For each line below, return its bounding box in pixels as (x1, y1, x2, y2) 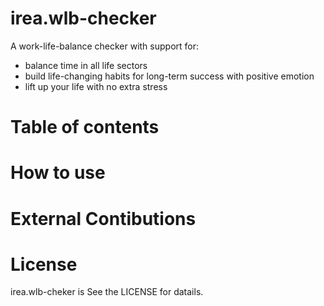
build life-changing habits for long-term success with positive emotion (24, 70, 315, 82)
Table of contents (10, 116, 160, 139)
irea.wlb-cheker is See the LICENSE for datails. (10, 286, 204, 298)
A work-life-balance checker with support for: (10, 40, 200, 52)
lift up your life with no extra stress (24, 80, 168, 92)
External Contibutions (10, 207, 197, 230)
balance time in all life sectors (24, 59, 148, 71)
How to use (10, 162, 106, 184)
